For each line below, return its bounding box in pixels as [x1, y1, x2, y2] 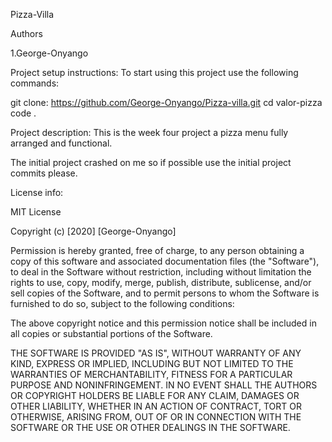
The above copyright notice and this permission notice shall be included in [10, 317, 317, 329]
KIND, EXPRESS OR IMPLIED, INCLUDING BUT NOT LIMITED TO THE [10, 358, 294, 369]
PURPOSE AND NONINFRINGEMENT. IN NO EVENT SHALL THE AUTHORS [10, 379, 318, 391]
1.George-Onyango [10, 47, 89, 59]
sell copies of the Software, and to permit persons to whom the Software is [10, 287, 320, 299]
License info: [10, 187, 64, 198]
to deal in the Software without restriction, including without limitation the [10, 266, 312, 278]
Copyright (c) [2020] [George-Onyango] [10, 225, 177, 237]
